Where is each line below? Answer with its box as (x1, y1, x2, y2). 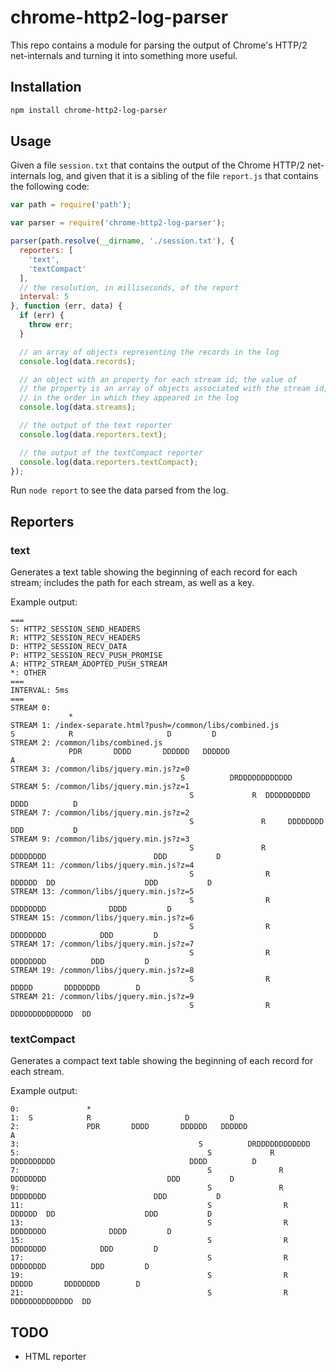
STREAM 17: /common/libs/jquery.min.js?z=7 (10, 939, 195, 950)
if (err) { (19, 311, 65, 321)
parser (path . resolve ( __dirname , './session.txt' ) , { (10, 236, 235, 246)
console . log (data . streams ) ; (19, 402, 137, 413)
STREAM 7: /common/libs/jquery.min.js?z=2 (10, 808, 190, 818)
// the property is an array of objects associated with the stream (19, 384, 311, 394)
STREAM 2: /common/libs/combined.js (10, 738, 163, 748)
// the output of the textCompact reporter (19, 447, 203, 458)
